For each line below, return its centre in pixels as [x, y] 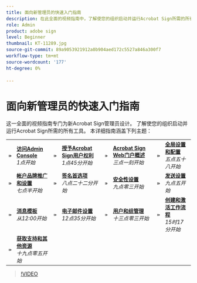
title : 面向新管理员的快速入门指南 [44, 12]
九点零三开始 [128, 187]
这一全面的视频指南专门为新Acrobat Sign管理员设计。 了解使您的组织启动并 [97, 124]
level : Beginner [26, 37]
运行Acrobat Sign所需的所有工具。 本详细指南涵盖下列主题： [79, 131]
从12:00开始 [32, 218]
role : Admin [21, 25]
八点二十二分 [77, 183]
